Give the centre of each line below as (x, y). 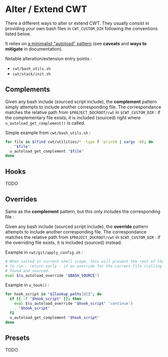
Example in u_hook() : (27, 285)
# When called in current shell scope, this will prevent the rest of (80, 261)
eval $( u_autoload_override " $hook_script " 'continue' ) (74, 304)
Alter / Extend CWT (46, 9)
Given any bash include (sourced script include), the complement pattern (81, 101)
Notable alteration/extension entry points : (49, 58)
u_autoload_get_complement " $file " (47, 151)
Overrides (21, 199)
